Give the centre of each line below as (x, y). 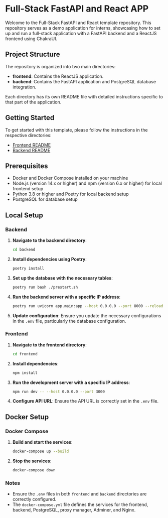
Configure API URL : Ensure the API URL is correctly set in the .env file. (86, 401)
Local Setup (24, 215)
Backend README (31, 150)
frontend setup (28, 189)
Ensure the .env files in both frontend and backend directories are (79, 494)
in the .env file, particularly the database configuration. (69, 321)
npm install (25, 373)
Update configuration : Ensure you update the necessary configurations (87, 315)
